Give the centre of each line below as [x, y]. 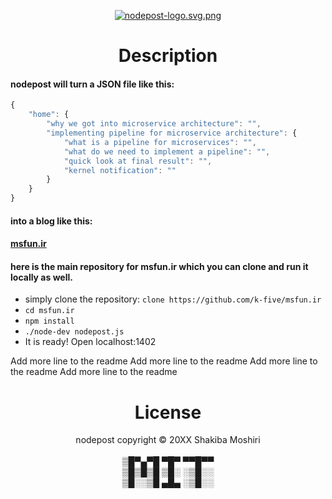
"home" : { [49, 115]
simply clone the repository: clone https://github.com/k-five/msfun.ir [173, 299]
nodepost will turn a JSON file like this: [92, 84]
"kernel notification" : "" [120, 170]
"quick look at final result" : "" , [138, 161]
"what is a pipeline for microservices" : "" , [160, 142]
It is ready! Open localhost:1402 [90, 342]
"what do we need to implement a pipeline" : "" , [167, 151]
